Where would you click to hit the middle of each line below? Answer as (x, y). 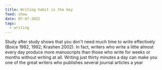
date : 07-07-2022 (23, 19)
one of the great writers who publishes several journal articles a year (74, 63)
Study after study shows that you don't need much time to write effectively (80, 42)
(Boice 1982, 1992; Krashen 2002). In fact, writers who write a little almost (79, 47)
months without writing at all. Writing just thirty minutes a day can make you (81, 57)
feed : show (16, 14)
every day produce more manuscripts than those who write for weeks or (78, 52)
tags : (10, 23)
